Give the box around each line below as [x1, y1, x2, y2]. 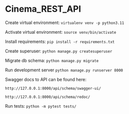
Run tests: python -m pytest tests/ [5, 103, 76, 109]
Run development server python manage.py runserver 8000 [5, 67, 123, 73]
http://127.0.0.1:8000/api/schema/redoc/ [5, 94, 91, 99]
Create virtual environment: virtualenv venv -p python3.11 [5, 20, 124, 25]
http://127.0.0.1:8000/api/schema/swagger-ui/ [5, 86, 101, 91]
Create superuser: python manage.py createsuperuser [5, 48, 112, 54]
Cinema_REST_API [5, 3, 81, 15]
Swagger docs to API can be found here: [5, 76, 87, 82]
